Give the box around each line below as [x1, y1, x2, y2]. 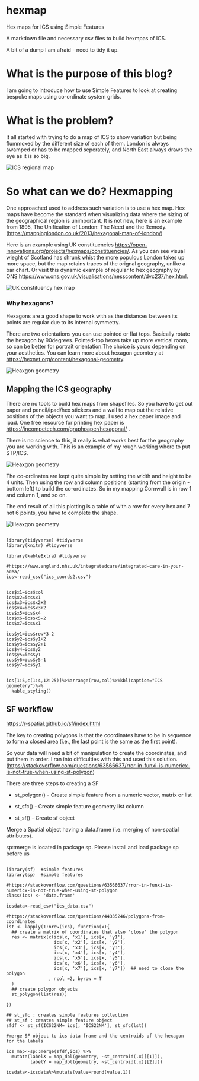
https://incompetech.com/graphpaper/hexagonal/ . [6, 425, 130, 432]
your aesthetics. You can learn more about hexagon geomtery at [6, 349, 163, 356]
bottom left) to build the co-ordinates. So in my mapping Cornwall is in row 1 [6, 485, 191, 492]
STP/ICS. [6, 449, 28, 456]
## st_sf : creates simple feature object [6, 1017, 113, 1023]
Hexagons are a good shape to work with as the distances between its [6, 312, 178, 320]
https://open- [114, 241, 148, 248]
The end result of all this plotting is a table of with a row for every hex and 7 [6, 502, 191, 510]
